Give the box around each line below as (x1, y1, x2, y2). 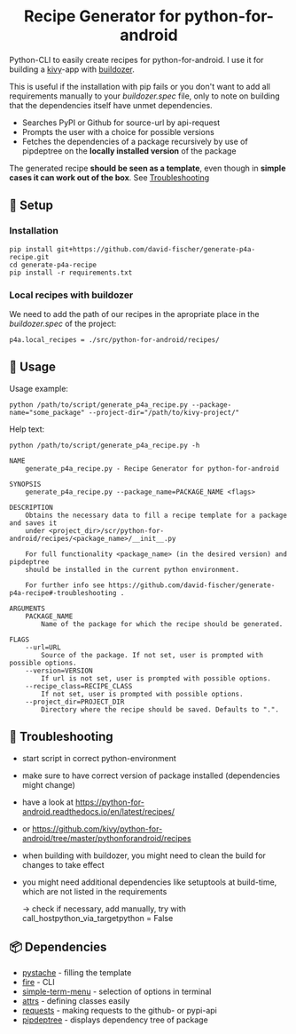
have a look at (21, 797, 74, 807)
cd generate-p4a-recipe (9, 260, 97, 269)
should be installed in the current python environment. (25, 565, 240, 574)
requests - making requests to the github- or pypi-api (21, 1006, 217, 1016)
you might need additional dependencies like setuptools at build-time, (21, 877, 277, 887)
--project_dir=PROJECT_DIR (25, 697, 125, 706)
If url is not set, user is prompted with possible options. (41, 673, 272, 683)
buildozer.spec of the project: (9, 318, 117, 329)
